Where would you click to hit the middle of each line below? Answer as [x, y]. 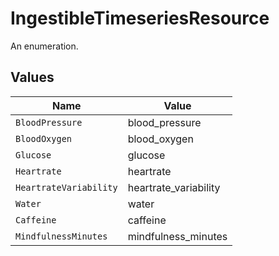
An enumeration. [44, 46]
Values [32, 77]
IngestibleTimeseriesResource [140, 18]
